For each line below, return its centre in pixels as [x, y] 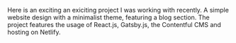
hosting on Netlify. [34, 32]
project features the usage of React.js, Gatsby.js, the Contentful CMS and [114, 25]
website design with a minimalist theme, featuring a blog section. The [109, 17]
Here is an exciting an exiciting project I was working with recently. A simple [118, 10]
